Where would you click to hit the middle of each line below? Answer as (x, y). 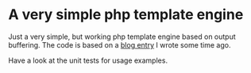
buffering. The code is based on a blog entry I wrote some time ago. (120, 44)
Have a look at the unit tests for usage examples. (88, 60)
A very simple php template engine (126, 15)
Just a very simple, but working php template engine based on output (122, 36)
